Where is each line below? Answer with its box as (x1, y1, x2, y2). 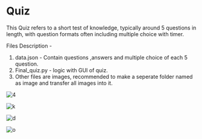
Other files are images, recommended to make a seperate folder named (14, 73, 193, 80)
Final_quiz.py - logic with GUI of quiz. (14, 66, 109, 73)
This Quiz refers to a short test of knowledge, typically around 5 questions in (6, 24, 197, 31)
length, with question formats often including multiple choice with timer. (6, 30, 185, 37)
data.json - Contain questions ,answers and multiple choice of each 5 (14, 54, 188, 61)
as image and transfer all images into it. (14, 79, 113, 87)
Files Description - (6, 42, 52, 49)
